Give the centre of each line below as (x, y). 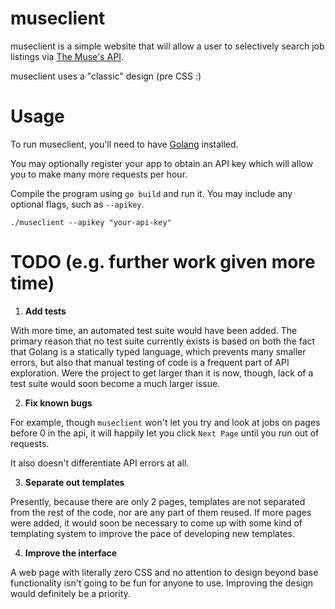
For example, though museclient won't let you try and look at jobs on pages (165, 422)
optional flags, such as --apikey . (77, 204)
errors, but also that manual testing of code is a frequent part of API (150, 362)
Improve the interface (71, 553)
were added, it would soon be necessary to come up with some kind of (156, 523)
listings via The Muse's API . (67, 56)
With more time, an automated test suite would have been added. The (154, 330)
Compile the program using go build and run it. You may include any (151, 193)
